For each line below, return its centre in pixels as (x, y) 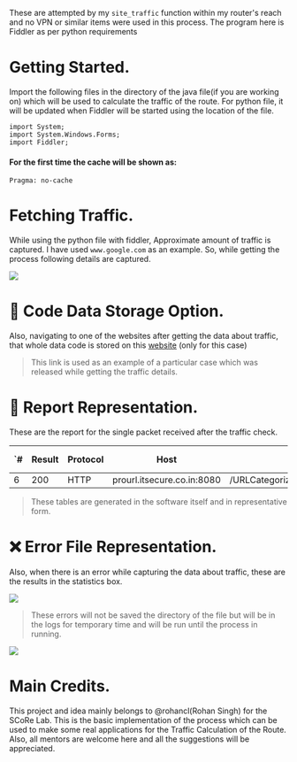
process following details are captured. (80, 259)
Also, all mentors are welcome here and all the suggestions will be (129, 739)
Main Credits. (60, 686)
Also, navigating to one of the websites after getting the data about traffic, (144, 336)
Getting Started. (69, 68)
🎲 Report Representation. (104, 408)
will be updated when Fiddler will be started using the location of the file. (141, 111)
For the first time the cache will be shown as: (93, 162)
